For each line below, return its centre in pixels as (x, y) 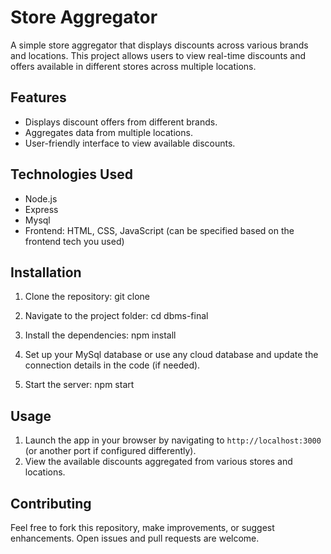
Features (38, 97)
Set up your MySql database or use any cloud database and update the (171, 355)
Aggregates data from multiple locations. (108, 132)
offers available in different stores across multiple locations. (133, 66)
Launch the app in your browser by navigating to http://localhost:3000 (173, 440)
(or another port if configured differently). (110, 451)
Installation (46, 272)
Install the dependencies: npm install (100, 335)
